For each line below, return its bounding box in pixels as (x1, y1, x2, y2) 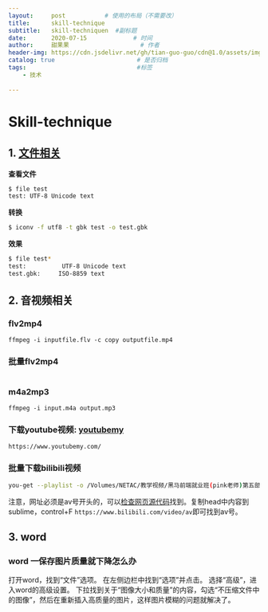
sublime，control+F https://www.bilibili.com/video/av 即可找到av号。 (8, 507, 242, 516)
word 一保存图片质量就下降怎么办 (8, 555, 137, 567)
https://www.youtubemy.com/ (8, 443, 102, 451)
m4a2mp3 (8, 386, 49, 397)
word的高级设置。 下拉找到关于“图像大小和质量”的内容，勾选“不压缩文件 (14, 585, 253, 594)
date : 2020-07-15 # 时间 (8, 33, 153, 42)
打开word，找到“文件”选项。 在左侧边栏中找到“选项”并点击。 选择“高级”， (8, 575, 250, 585)
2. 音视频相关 (8, 294, 73, 308)
